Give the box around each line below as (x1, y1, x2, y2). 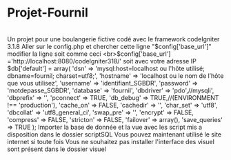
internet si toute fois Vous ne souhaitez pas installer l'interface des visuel (7, 137, 215, 146)
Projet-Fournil (7, 5, 88, 21)
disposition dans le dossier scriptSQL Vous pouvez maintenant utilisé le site (7, 130, 222, 139)
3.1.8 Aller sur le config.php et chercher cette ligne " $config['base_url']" (7, 42, 212, 50)
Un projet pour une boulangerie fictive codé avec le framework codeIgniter (7, 34, 220, 43)
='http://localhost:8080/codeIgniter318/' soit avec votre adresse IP (7, 57, 197, 65)
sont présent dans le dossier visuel (7, 145, 107, 153)
